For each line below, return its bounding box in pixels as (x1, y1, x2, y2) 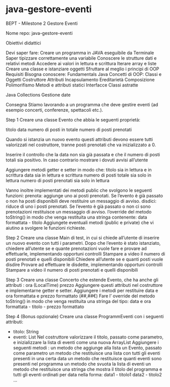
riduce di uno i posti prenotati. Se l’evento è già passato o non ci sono (6, 203, 151, 209)
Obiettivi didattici (6, 39, 41, 46)
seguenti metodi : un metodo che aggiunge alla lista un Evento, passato (13, 345, 162, 351)
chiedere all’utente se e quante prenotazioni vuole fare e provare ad (6, 245, 147, 251)
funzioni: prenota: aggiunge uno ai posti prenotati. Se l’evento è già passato (6, 192, 163, 198)
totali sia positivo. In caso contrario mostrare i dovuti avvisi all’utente (6, 157, 148, 163)
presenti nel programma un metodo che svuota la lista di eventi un (13, 361, 151, 367)
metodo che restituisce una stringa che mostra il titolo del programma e (13, 366, 162, 372)
